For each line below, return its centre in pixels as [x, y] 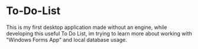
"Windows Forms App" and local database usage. [66, 40]
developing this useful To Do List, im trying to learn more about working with [99, 33]
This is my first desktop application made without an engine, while [87, 27]
